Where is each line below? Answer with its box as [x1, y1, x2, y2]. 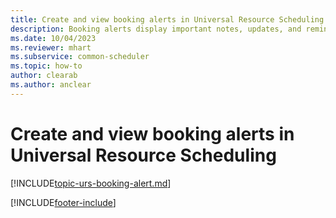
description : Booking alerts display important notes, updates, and [10, 24, 302, 34]
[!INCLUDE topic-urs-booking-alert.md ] [10, 177, 172, 189]
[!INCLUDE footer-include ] [10, 196, 117, 208]
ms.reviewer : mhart [10, 42, 92, 53]
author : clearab [10, 71, 78, 81]
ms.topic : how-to [10, 61, 83, 71]
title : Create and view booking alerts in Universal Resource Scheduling [10, 14, 325, 25]
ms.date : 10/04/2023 [10, 33, 97, 43]
